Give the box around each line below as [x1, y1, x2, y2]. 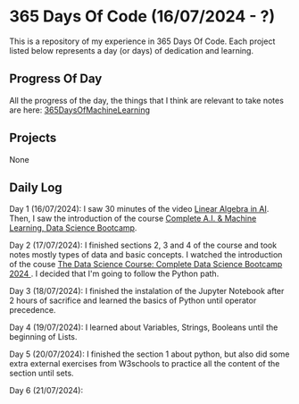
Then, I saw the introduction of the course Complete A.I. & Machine [9, 213, 257, 224]
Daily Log [9, 180, 62, 195]
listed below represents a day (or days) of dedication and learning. [9, 45, 254, 55]
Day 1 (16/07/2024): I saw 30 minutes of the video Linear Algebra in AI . [9, 204, 270, 215]
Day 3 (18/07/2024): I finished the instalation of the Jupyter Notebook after [9, 286, 285, 297]
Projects [9, 130, 57, 146]
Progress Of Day [9, 72, 103, 87]
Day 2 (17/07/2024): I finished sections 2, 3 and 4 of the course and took [9, 240, 278, 251]
